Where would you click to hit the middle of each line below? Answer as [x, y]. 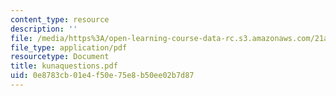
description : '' [44, 29]
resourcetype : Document [60, 57]
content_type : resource [60, 19]
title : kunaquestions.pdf [64, 66]
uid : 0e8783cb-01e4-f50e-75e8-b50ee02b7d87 [102, 76]
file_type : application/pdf [69, 47]
